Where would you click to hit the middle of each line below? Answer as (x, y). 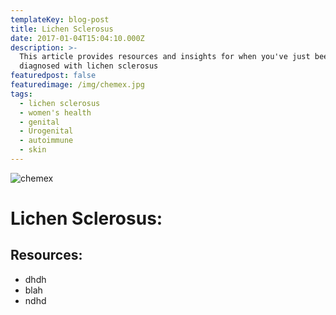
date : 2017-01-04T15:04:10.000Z (77, 38)
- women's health (55, 112)
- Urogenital (46, 131)
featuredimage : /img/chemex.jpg (77, 85)
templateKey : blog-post (60, 19)
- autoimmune (46, 141)
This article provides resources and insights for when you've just (165, 57)
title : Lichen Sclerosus (62, 29)
